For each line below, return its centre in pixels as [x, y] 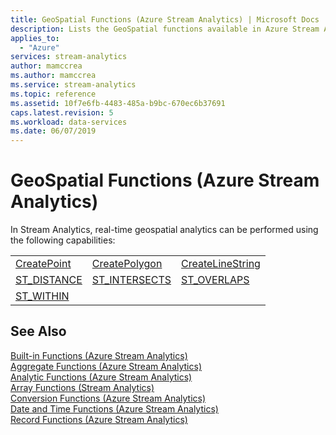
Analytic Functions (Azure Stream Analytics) [101, 377]
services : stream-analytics [69, 57]
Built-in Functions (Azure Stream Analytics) [99, 355]
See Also [38, 331]
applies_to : [35, 38]
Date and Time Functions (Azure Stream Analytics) [114, 408]
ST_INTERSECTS [131, 280]
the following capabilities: [63, 240]
